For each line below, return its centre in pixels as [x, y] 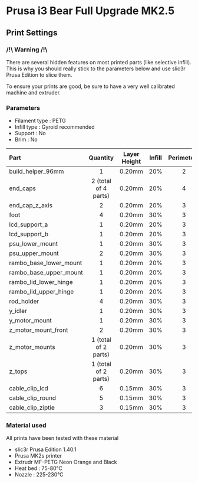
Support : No [30, 133]
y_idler [18, 311]
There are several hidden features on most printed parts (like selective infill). [99, 62]
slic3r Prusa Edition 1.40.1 [45, 449]
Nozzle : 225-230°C [39, 475]
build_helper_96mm [37, 171]
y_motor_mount [30, 321]
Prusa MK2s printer [38, 456]
